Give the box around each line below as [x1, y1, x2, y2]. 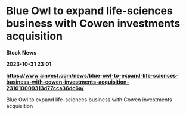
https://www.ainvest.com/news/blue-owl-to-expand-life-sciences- [6, 72, 179, 79]
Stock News [6, 49, 37, 56]
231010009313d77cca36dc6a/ [6, 84, 85, 91]
